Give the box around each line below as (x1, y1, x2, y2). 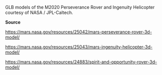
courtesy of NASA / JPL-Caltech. (5, 9, 73, 15)
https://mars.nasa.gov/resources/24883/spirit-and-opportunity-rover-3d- (5, 59, 157, 64)
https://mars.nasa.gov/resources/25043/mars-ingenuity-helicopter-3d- (5, 44, 153, 49)
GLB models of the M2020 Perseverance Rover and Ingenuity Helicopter (5, 4, 155, 10)
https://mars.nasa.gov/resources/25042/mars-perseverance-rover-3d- (5, 29, 152, 34)
